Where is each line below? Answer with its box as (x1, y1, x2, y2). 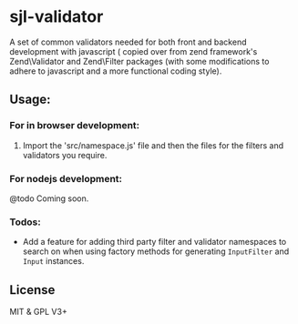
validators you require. (22, 149, 108, 160)
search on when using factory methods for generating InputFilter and (22, 246, 290, 257)
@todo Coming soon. (9, 193, 89, 204)
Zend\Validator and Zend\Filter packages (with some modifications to (9, 56, 270, 66)
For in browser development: (9, 119, 140, 132)
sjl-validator (9, 6, 104, 27)
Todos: (9, 216, 41, 228)
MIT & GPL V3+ (9, 307, 68, 318)
